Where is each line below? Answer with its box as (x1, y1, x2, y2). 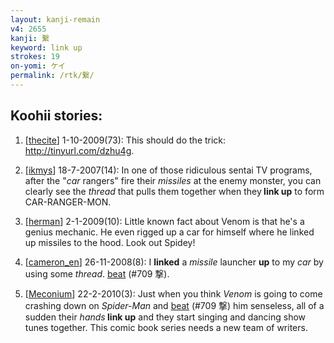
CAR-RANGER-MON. (24, 196, 112, 208)
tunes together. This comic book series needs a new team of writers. (24, 321, 308, 333)
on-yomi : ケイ (10, 61, 66, 71)
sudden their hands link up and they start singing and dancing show (24, 311, 307, 323)
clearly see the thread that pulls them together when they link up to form (24, 185, 325, 197)
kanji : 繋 (10, 33, 50, 43)
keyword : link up (10, 42, 83, 53)
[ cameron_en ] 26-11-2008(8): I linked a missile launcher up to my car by (24, 256, 324, 268)
